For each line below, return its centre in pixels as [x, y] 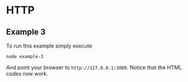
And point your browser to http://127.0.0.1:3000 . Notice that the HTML [94, 67]
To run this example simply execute [49, 46]
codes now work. [27, 74]
